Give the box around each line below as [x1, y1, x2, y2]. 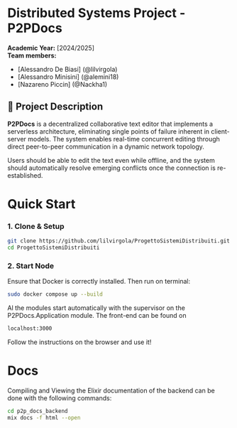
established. [7, 171, 43, 179]
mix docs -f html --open [7, 414, 81, 421]
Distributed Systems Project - [7, 5, 186, 21]
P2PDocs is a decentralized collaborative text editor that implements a [7, 119, 214, 128]
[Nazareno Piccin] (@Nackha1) [17, 80, 108, 88]
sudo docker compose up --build [7, 291, 103, 298]
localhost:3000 [7, 325, 53, 332]
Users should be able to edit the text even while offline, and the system [7, 156, 215, 164]
